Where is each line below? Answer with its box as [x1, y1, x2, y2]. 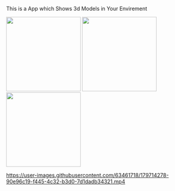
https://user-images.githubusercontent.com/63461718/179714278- [6, 172, 169, 179]
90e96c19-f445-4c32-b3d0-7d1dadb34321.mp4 [6, 178, 126, 185]
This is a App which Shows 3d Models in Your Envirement [6, 5, 148, 12]
